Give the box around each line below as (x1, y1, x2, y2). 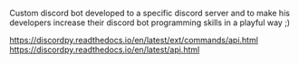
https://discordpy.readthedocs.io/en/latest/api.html (9, 44, 200, 55)
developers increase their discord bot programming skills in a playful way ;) (9, 17, 291, 28)
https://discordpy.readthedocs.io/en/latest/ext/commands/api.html (9, 35, 258, 45)
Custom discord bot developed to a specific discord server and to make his (9, 8, 290, 18)
